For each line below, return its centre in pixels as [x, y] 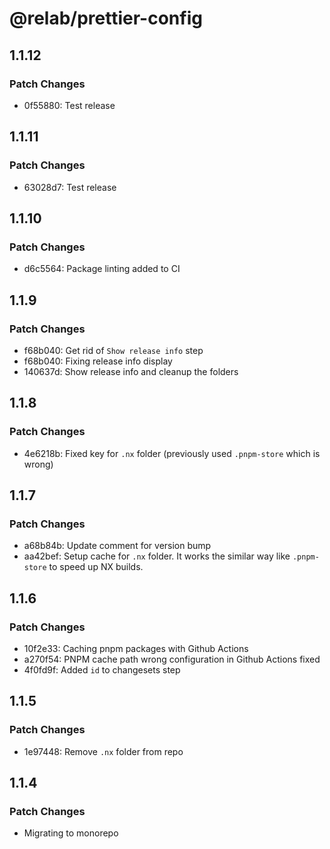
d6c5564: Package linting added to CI [102, 269]
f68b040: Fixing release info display [98, 361]
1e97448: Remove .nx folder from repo [103, 751]
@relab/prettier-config [106, 18]
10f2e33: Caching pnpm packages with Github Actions [136, 648]
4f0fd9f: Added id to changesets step [102, 670]
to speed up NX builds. [96, 567]
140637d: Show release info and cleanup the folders [131, 371]
